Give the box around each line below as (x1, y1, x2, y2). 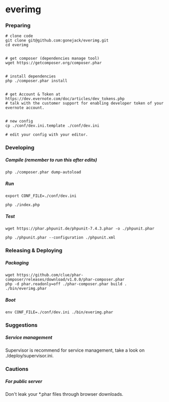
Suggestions (5, 321, 38, 329)
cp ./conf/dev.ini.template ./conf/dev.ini (5, 123, 100, 129)
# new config (5, 119, 33, 124)
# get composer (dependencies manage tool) (5, 56, 100, 61)
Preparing (5, 22, 31, 29)
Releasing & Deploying (5, 247, 62, 254)
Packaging (5, 259, 29, 266)
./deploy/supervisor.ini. (5, 353, 54, 359)
